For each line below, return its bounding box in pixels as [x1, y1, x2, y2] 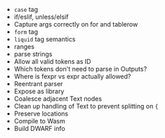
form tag [13, 27, 39, 36]
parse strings [13, 50, 53, 58]
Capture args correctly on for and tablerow [13, 20, 138, 28]
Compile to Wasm [13, 117, 65, 125]
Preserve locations [13, 109, 69, 118]
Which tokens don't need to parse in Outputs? [13, 65, 147, 73]
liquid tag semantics [13, 35, 76, 43]
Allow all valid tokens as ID [13, 57, 91, 65]
